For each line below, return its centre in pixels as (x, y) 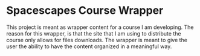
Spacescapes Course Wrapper (85, 11)
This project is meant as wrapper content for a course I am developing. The (100, 27)
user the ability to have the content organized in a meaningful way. (89, 46)
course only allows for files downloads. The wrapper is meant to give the (97, 40)
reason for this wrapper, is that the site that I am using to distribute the (94, 33)
